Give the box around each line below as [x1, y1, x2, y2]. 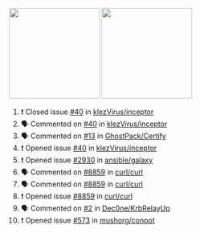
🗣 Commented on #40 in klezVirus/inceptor [20, 119, 168, 129]
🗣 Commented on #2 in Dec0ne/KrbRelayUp [20, 203, 170, 213]
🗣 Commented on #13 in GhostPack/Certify [20, 131, 167, 141]
